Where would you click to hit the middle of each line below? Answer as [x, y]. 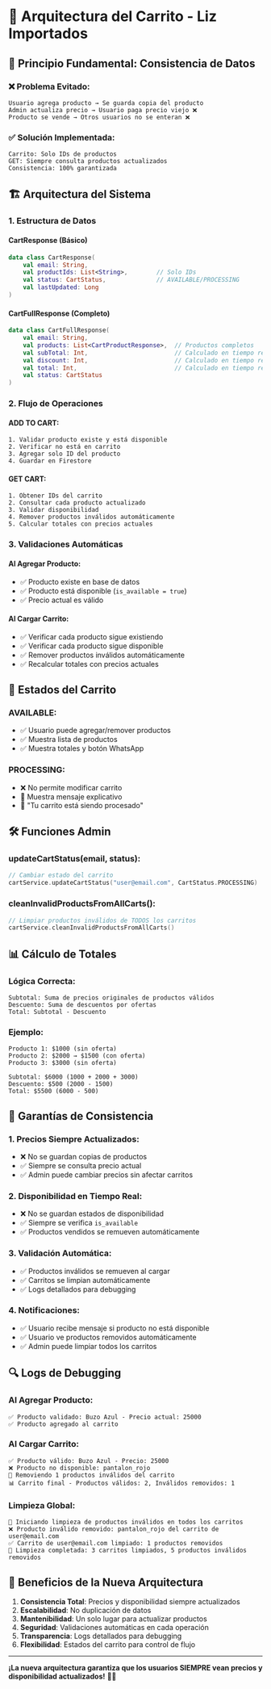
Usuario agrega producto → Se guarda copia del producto [106, 103]
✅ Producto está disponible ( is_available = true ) [103, 591]
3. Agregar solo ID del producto [65, 454]
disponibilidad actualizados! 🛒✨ [63, 1676]
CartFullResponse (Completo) [59, 313]
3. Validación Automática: [60, 1253]
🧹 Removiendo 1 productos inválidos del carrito [92, 1475]
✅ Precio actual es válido [62, 600]
